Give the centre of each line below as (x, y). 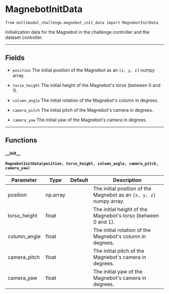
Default (79, 180)
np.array (55, 195)
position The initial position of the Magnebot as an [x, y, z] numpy (83, 70)
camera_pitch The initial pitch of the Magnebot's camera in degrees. (83, 110)
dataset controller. (24, 37)
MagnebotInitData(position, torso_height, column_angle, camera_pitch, (82, 164)
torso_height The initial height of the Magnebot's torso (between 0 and (87, 85)
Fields (15, 58)
